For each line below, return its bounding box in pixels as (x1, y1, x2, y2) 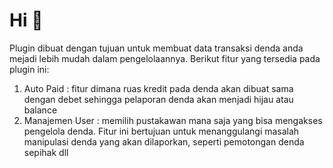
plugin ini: (9, 63, 50, 75)
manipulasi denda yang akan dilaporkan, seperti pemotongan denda (23, 135, 305, 148)
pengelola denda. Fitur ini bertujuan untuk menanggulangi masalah (23, 125, 300, 137)
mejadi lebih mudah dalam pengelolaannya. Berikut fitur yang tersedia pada (9, 52, 321, 64)
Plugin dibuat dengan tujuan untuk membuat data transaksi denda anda (9, 42, 304, 54)
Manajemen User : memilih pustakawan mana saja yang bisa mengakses (23, 114, 323, 126)
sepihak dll (23, 146, 69, 158)
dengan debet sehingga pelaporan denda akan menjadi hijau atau (23, 93, 294, 105)
